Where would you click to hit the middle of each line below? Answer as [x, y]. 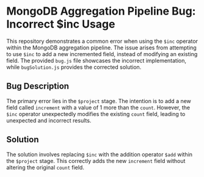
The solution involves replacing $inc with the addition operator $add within [100, 154]
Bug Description [38, 86]
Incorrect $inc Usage [61, 24]
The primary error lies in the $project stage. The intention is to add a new [99, 101]
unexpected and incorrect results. [49, 120]
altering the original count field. [45, 167]
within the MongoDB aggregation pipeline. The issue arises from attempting [101, 48]
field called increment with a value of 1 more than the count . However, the [98, 107]
